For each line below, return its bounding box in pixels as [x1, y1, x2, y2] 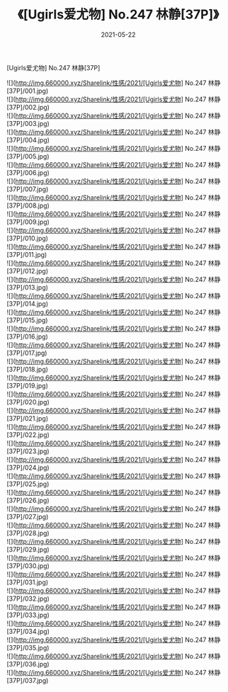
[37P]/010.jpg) [6, 234, 49, 242]
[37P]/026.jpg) [6, 496, 50, 504]
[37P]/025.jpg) [6, 480, 50, 488]
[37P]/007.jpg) [6, 185, 49, 193]
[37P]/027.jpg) [6, 512, 49, 521]
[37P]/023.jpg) [6, 447, 50, 455]
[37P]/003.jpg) [6, 119, 50, 127]
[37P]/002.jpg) [6, 103, 50, 111]
